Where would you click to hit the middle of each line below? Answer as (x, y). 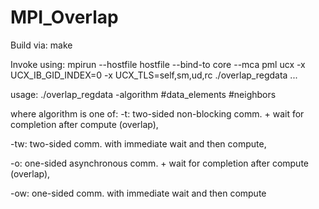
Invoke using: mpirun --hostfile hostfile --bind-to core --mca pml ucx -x (158, 64)
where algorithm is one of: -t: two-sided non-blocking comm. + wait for (157, 113)
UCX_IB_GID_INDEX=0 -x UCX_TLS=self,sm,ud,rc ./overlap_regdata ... (154, 75)
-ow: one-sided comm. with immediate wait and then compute (138, 193)
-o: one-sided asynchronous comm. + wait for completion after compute (160, 163)
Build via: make (41, 45)
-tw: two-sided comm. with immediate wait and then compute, (138, 143)
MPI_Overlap (64, 17)
